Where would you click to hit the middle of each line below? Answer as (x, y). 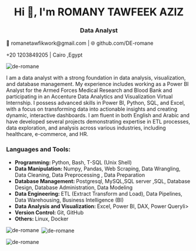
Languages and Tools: (38, 150)
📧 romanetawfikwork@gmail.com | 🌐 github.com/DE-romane (80, 43)
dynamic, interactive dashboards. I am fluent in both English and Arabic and (98, 115)
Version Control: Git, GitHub (49, 212)
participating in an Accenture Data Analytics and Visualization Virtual (89, 97)
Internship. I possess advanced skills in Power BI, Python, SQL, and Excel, (96, 103)
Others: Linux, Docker (41, 219)
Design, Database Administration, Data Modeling (74, 187)
